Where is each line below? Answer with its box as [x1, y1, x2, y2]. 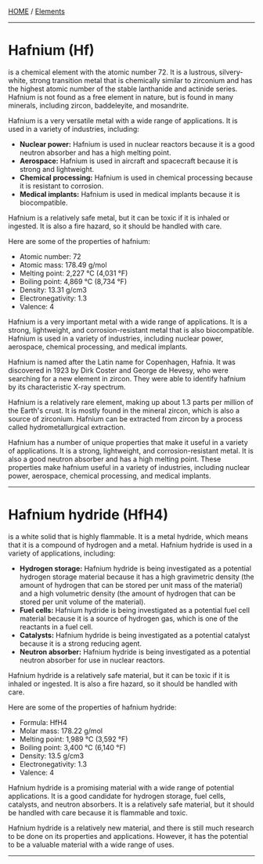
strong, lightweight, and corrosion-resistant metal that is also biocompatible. [8, 325, 254, 334]
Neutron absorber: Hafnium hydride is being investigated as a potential [19, 647, 250, 656]
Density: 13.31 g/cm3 [19, 285, 88, 294]
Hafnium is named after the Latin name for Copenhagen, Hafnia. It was [8, 357, 236, 366]
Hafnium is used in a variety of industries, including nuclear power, [8, 334, 224, 343]
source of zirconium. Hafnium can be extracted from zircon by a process [8, 414, 243, 423]
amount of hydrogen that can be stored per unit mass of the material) [19, 580, 243, 589]
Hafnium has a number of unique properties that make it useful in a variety [8, 437, 248, 447]
